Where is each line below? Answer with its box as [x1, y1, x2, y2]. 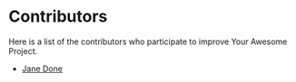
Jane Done [21, 63, 63, 74]
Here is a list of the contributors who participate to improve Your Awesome [8, 36, 288, 47]
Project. [8, 45, 38, 56]
